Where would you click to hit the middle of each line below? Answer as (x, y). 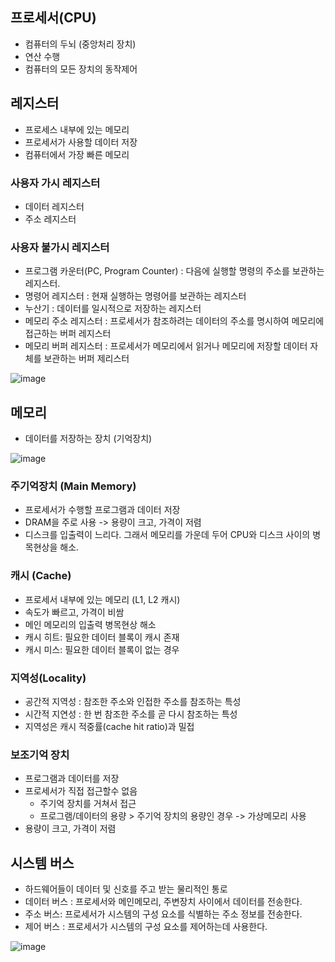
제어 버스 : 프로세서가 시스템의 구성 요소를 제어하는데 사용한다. (146, 927)
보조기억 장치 (40, 755)
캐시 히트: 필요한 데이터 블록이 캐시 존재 (102, 637)
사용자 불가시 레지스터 (60, 247)
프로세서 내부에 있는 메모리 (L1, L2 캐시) (102, 599)
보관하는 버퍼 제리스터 (86, 359)
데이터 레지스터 (54, 206)
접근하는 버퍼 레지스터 (68, 334)
